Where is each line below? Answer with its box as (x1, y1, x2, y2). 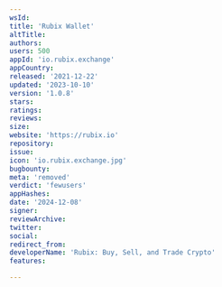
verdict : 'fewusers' (9, 181, 88, 190)
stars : (9, 97, 34, 106)
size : (9, 123, 30, 132)
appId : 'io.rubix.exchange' (9, 55, 116, 64)
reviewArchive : (9, 214, 67, 224)
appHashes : (9, 190, 51, 199)
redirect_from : (9, 240, 67, 249)
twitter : (9, 223, 42, 232)
